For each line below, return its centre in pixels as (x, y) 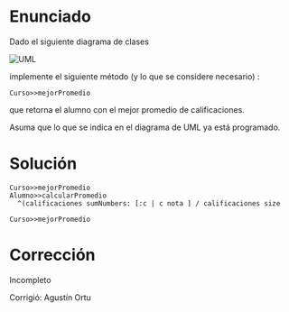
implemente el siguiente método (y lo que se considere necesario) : (135, 76)
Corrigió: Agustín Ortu (51, 297)
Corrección (53, 255)
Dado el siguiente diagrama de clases (79, 41)
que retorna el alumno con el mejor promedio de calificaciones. (127, 109)
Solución (43, 164)
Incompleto (30, 280)
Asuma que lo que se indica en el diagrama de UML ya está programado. (145, 127)
